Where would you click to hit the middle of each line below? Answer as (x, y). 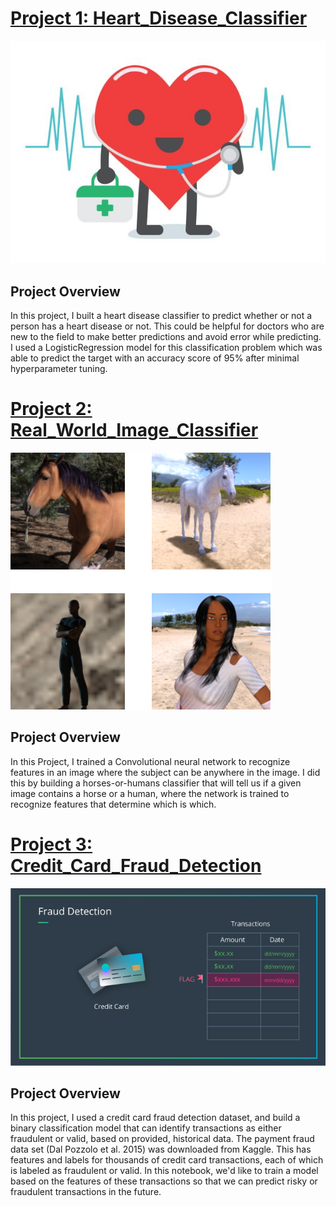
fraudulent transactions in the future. (86, 1192)
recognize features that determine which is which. (113, 804)
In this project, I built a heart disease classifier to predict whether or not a (161, 316)
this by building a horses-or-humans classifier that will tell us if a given (156, 783)
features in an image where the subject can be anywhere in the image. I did (165, 772)
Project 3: (51, 844)
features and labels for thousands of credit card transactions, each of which (167, 1160)
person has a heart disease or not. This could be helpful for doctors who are (167, 326)
